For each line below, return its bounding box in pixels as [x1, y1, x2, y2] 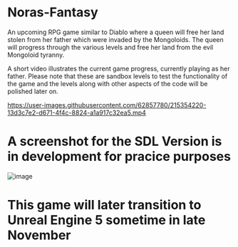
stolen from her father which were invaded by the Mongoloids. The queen [7, 35, 224, 43]
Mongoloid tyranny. [7, 51, 65, 59]
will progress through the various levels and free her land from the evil [7, 43, 214, 51]
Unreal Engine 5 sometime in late [7, 212, 206, 228]
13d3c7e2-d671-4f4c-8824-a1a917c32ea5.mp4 [7, 108, 146, 117]
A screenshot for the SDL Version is [7, 133, 222, 149]
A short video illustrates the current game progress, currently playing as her [7, 64, 230, 73]
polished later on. [7, 87, 58, 95]
